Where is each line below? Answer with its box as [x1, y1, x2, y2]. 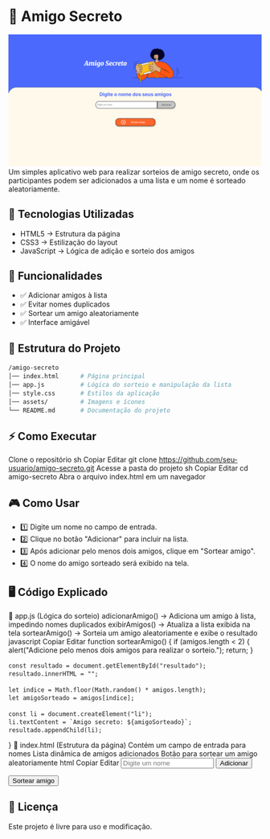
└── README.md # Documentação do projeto [8, 406, 171, 414]
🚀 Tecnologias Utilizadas [8, 208, 134, 221]
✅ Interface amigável [19, 318, 90, 327]
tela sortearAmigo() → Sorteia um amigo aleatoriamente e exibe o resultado [8, 627, 258, 638]
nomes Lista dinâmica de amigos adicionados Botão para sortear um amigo [8, 748, 258, 759]
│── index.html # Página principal [8, 372, 146, 380]
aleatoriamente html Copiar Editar [8, 758, 120, 767]
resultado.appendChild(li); [8, 726, 103, 734]
